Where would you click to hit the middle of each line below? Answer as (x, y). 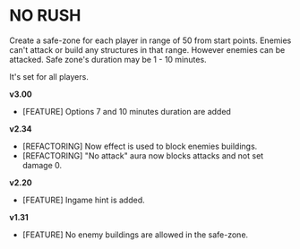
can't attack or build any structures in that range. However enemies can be (147, 49)
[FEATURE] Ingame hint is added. (83, 200)
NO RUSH (45, 16)
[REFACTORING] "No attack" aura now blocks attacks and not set (143, 155)
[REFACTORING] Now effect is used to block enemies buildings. (140, 146)
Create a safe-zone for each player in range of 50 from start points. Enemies (150, 40)
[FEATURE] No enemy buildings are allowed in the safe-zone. (135, 235)
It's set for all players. (49, 76)
